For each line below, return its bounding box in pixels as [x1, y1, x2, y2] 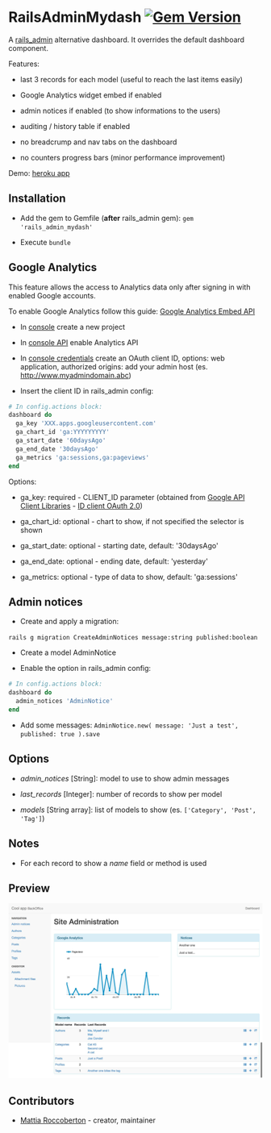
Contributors [8, 1093, 75, 1108]
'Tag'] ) [19, 813, 45, 823]
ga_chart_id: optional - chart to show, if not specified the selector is [19, 516, 244, 526]
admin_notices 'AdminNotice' [15, 698, 114, 706]
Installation [8, 192, 66, 206]
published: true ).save [19, 730, 101, 738]
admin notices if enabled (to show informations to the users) [19, 106, 221, 115]
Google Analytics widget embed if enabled [19, 90, 162, 100]
